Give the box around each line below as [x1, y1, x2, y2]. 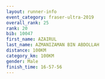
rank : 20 [6, 25, 28, 31]
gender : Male [6, 58, 39, 64]
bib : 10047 [6, 31, 33, 37]
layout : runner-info [6, 8, 58, 15]
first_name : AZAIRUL [6, 36, 58, 42]
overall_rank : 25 [6, 20, 49, 26]
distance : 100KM [6, 48, 46, 53]
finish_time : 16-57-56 [6, 64, 62, 70]
